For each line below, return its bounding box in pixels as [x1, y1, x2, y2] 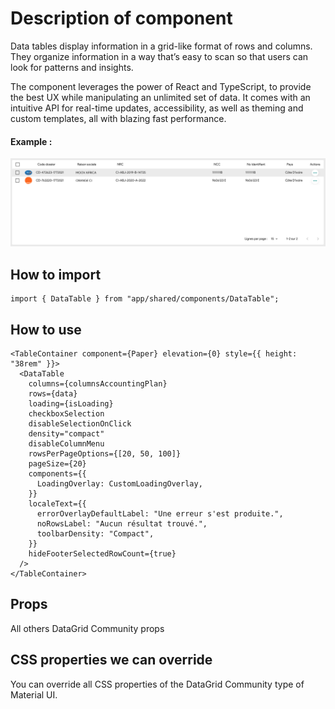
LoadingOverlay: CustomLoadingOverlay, [36, 479, 203, 489]
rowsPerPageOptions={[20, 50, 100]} [28, 449, 182, 459]
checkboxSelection [28, 409, 105, 419]
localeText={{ [28, 499, 87, 509]
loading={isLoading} [28, 399, 114, 409]
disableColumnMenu [28, 439, 105, 449]
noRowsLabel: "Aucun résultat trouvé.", [36, 519, 208, 529]
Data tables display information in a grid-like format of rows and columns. [10, 40, 313, 52]
